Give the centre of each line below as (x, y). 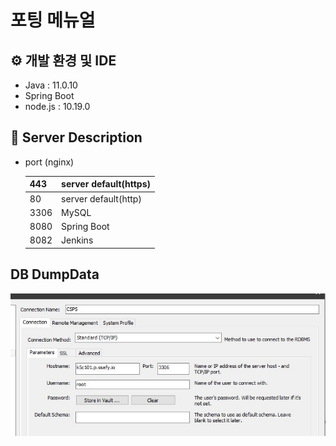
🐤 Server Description (76, 137)
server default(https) (106, 184)
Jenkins (77, 240)
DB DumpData (55, 274)
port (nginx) (49, 162)
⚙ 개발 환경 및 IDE (63, 60)
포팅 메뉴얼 (53, 20)
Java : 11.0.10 (51, 85)
